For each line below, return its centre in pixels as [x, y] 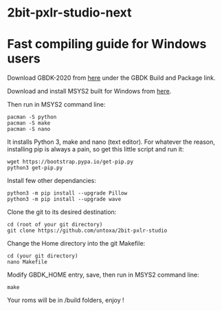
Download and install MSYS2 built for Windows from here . [89, 92]
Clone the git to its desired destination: [62, 212]
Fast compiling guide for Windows [107, 44]
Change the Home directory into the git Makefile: [76, 244]
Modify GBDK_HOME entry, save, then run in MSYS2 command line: [103, 275]
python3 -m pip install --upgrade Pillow [67, 193]
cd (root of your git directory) [55, 225]
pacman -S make [29, 123]
